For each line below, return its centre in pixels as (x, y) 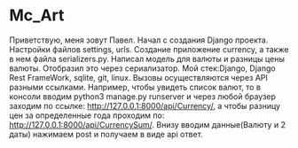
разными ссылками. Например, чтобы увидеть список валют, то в (135, 87)
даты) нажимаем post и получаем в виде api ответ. (106, 134)
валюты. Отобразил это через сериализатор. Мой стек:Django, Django (143, 68)
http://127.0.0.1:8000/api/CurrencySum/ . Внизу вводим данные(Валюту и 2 (148, 124)
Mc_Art (37, 16)
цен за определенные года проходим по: (87, 115)
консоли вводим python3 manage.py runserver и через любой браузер (143, 96)
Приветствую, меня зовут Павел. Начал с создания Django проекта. (139, 40)
